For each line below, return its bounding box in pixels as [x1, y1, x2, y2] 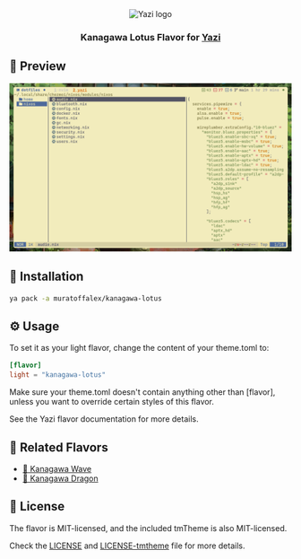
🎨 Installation [9, 269, 84, 284]
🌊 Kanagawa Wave [21, 464, 92, 475]
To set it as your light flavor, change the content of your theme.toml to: [9, 343, 270, 354]
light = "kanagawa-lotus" [9, 371, 106, 380]
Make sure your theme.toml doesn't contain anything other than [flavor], [9, 387, 276, 397]
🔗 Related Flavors [9, 440, 109, 455]
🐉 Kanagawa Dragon [21, 473, 99, 484]
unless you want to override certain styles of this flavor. [9, 397, 215, 407]
